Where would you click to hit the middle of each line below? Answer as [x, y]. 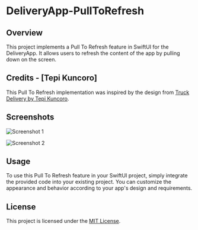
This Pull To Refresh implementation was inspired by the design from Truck [98, 92]
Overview [25, 33]
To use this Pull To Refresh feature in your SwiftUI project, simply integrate [97, 176]
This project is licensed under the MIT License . [63, 221]
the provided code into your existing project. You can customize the [89, 182]
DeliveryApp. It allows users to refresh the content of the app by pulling [93, 53]
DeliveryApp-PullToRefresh [75, 11]
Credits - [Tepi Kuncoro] [52, 78]
